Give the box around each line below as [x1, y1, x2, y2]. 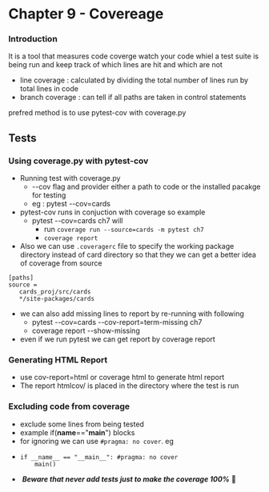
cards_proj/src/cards [18, 288, 91, 296]
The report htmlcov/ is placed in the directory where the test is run [19, 381, 239, 390]
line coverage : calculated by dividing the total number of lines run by [19, 75, 249, 85]
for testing [31, 190, 66, 200]
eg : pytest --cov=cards [31, 199, 110, 209]
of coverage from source [19, 258, 102, 268]
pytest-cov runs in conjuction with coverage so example [19, 207, 206, 217]
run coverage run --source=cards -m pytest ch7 [43, 225, 204, 234]
